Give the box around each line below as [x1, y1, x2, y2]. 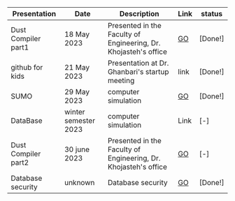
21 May [64, 63, 90, 72]
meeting [107, 76, 135, 85]
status [200, 9, 222, 18]
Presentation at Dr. [107, 59, 169, 68]
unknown [64, 178, 95, 187]
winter [64, 107, 85, 117]
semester [64, 116, 96, 125]
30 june [64, 144, 90, 154]
